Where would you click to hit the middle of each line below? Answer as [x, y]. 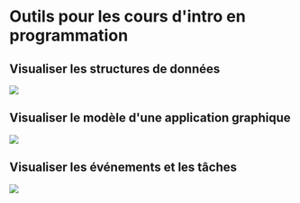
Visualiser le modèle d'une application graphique [150, 118]
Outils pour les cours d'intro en [127, 17]
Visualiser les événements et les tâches [123, 168]
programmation [69, 35]
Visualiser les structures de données [115, 69]
